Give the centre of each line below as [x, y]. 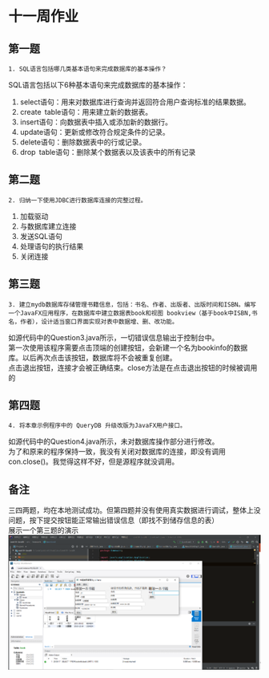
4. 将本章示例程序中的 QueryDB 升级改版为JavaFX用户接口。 [97, 426]
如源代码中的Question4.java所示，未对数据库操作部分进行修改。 [114, 441]
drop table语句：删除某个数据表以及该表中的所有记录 [108, 152]
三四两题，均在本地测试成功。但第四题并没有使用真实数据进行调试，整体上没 [134, 510]
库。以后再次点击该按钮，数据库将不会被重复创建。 [92, 357]
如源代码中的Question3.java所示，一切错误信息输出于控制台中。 [114, 337]
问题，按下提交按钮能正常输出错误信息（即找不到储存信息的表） [113, 520]
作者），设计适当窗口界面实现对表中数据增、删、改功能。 [99, 322]
